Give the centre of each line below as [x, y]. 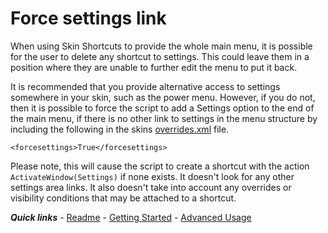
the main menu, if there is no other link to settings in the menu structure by [164, 118]
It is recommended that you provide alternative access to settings [145, 86]
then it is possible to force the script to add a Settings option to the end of [162, 108]
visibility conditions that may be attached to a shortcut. [123, 198]
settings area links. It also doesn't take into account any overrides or [151, 187]
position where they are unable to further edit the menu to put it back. [154, 67]
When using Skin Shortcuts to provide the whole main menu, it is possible [161, 46]
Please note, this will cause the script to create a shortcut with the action [160, 166]
